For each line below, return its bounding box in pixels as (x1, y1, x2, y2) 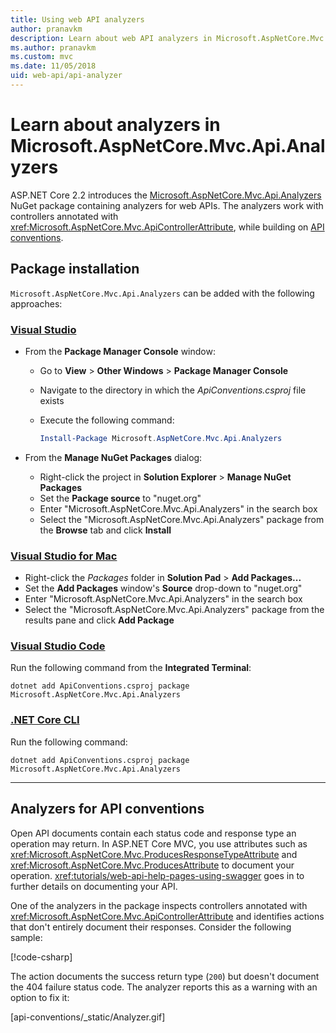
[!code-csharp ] (10, 951, 73, 963)
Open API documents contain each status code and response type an (10, 827, 297, 839)
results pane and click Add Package (24, 614, 175, 626)
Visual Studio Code (10, 639, 106, 653)
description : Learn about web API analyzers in (10, 33, 213, 43)
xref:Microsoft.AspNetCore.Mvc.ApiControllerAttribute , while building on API (10, 221, 325, 233)
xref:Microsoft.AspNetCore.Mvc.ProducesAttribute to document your (10, 859, 295, 871)
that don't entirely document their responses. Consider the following (10, 921, 292, 933)
